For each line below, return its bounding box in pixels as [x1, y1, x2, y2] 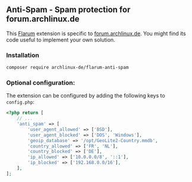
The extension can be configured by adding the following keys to [6, 92, 165, 99]
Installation [6, 51, 40, 59]
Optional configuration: [6, 79, 75, 87]
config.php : [6, 98, 34, 106]
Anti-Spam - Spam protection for [6, 5, 131, 15]
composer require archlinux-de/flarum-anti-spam [6, 65, 129, 71]
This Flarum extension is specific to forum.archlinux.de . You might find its [6, 30, 186, 37]
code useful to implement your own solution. [6, 36, 115, 43]
